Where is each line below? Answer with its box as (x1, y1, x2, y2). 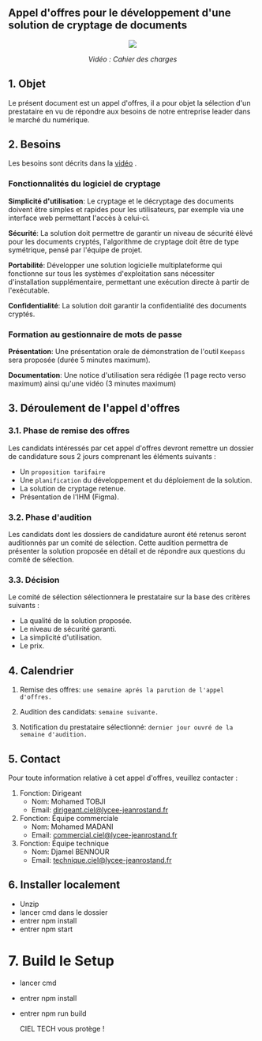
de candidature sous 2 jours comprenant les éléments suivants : (8, 451, 217, 461)
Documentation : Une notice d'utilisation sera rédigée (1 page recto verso (8, 371, 246, 380)
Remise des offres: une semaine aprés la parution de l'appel (19, 685, 225, 695)
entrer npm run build (19, 1009, 87, 1018)
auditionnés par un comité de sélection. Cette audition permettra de (8, 538, 229, 547)
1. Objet (8, 77, 46, 91)
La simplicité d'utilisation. (19, 632, 103, 642)
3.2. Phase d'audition (8, 512, 92, 523)
